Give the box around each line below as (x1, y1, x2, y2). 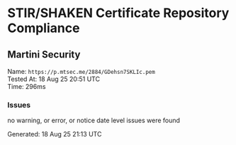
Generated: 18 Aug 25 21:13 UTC (7, 130, 102, 139)
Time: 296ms (7, 82, 46, 90)
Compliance (7, 20, 80, 36)
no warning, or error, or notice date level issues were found (7, 116, 181, 125)
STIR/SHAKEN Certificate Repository (7, 5, 230, 21)
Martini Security (7, 48, 81, 60)
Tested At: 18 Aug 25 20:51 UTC (7, 75, 101, 83)
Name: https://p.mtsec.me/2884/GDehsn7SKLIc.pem (7, 68, 156, 75)
